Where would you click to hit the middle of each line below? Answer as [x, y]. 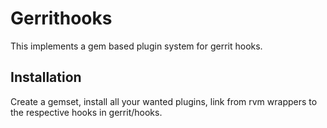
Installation [46, 77]
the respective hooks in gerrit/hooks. [86, 112]
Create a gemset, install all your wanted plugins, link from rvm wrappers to [164, 101]
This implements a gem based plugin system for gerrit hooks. [136, 46]
